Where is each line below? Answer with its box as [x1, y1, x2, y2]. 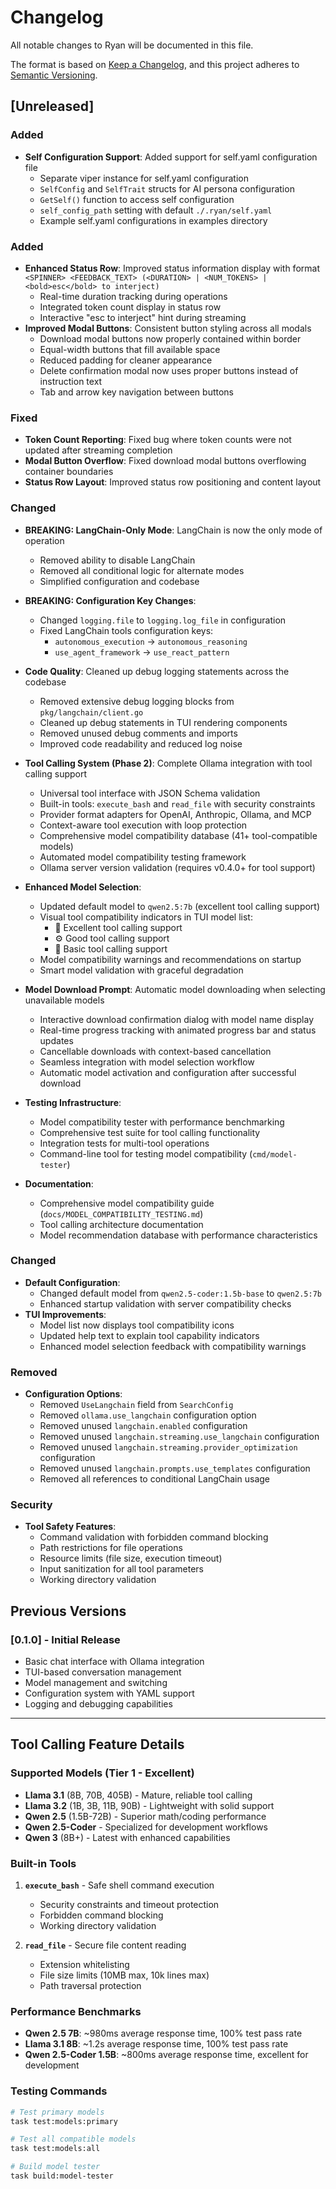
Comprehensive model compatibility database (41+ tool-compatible [39, 829, 318, 841]
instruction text [39, 375, 103, 387]
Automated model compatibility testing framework [39, 851, 247, 863]
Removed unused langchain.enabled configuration [39, 1420, 248, 1432]
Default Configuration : [24, 1276, 121, 1288]
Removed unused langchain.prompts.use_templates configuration [39, 1462, 311, 1475]
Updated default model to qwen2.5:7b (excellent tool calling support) [39, 900, 321, 912]
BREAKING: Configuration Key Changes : [24, 594, 197, 606]
